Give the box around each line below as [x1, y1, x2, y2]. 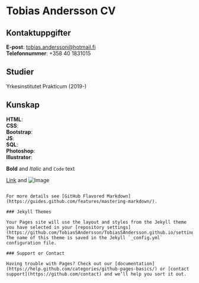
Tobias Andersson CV [6, 4, 116, 18]
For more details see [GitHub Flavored [6, 193, 105, 199]
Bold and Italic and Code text [6, 165, 75, 172]
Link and [6, 176, 27, 183]
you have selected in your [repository [6, 224, 105, 230]
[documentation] [114, 260, 155, 266]
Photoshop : [6, 147, 36, 154]
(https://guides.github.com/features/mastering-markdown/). [6, 198, 158, 204]
